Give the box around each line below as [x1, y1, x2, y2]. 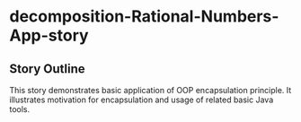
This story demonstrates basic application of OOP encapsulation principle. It [9, 85, 292, 95]
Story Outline [9, 61, 85, 76]
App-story [9, 25, 89, 46]
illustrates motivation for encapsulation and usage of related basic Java [9, 94, 274, 105]
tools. [9, 104, 31, 114]
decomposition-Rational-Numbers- [9, 6, 279, 27]
